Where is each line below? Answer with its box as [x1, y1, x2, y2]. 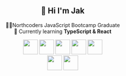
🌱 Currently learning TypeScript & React [13, 28, 112, 35]
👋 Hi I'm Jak [40, 6, 85, 16]
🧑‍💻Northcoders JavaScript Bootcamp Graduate [5, 21, 120, 28]
